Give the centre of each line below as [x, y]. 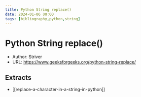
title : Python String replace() [38, 10]
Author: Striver [27, 57]
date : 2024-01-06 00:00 [30, 14]
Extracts [18, 78]
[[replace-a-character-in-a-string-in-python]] [58, 90]
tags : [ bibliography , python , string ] [43, 19]
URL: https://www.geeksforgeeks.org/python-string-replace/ [74, 62]
